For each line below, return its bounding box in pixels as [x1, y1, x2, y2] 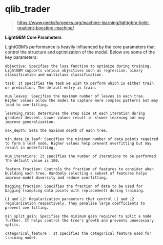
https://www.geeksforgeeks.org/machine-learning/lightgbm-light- [17, 20, 150, 25]
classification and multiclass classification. [5, 72, 104, 77]
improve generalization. [5, 119, 56, 124]
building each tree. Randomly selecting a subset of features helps [5, 171, 147, 176]
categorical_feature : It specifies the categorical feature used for [5, 231, 152, 236]
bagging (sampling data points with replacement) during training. [5, 188, 145, 193]
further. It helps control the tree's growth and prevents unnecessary [5, 218, 154, 223]
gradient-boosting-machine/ [17, 24, 74, 30]
